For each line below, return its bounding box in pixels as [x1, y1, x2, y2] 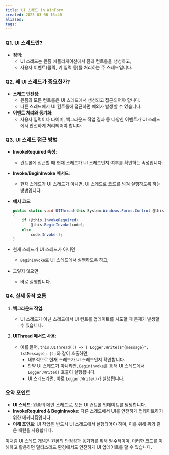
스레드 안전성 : [12, 91, 40, 97]
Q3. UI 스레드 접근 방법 [5, 136, 58, 143]
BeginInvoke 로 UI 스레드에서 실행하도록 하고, [20, 257, 109, 263]
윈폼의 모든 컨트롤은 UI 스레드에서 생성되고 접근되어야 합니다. [20, 97, 141, 103]
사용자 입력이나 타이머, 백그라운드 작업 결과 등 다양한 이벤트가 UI [20, 116, 147, 122]
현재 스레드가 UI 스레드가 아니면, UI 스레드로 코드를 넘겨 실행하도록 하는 [20, 181, 161, 187]
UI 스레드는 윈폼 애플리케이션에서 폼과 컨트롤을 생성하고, [20, 58, 131, 64]
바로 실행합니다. [20, 279, 51, 285]
